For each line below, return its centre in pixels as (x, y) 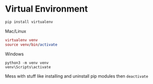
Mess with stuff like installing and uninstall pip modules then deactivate (77, 76)
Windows (15, 54)
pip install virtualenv (29, 22)
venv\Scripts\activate (28, 67)
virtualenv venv (21, 40)
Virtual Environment (47, 9)
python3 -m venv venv (27, 63)
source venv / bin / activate (31, 45)
